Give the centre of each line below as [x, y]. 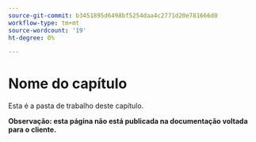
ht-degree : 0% [32, 38]
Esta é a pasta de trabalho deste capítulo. [76, 106]
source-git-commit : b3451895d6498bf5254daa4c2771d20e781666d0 [113, 15]
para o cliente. [32, 130]
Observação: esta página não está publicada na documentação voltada [128, 121]
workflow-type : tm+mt [44, 23]
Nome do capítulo [68, 84]
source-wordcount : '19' [48, 30]
